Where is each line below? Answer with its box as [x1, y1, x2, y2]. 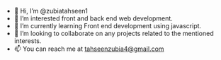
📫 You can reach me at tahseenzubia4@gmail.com [13, 44, 164, 53]
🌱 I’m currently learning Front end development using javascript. [13, 22, 202, 30]
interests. [13, 37, 42, 45]
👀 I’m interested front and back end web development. [13, 14, 174, 23]
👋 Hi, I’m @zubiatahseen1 [13, 7, 89, 15]
